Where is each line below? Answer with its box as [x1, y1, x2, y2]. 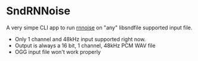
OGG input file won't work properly [14, 48, 101, 55]
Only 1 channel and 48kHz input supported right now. [14, 35, 146, 42]
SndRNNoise [6, 4, 70, 18]
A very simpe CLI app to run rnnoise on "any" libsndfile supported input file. [6, 24, 193, 31]
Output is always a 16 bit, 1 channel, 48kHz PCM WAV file [14, 42, 156, 49]
